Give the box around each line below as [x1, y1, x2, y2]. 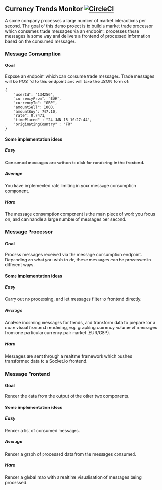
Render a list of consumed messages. [5, 427, 80, 433]
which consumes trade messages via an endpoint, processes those [5, 28, 139, 34]
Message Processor [5, 229, 53, 235]
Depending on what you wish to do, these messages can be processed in [5, 257, 151, 262]
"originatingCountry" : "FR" [14, 122, 73, 127]
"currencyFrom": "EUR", [14, 96, 62, 101]
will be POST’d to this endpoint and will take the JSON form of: [5, 78, 130, 84]
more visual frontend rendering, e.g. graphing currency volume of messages [5, 325, 158, 330]
